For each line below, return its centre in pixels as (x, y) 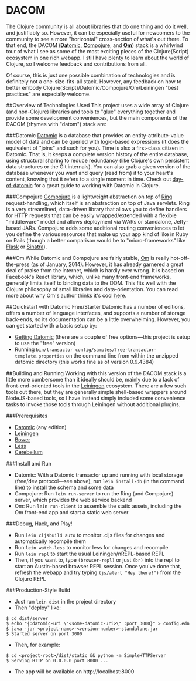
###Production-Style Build (38, 590)
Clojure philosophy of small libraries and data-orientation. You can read (92, 289)
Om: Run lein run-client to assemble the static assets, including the (98, 506)
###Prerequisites (27, 416)
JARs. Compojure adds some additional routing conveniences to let (103, 228)
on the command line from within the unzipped (122, 355)
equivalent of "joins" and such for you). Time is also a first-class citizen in (95, 148)
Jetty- (181, 221)
